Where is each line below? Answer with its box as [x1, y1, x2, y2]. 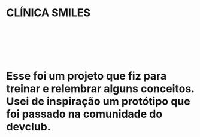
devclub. [6, 120, 51, 134]
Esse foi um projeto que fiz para [6, 69, 167, 83]
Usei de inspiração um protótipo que [6, 95, 190, 108]
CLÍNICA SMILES [6, 6, 91, 20]
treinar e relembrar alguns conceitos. [6, 82, 195, 96]
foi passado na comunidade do [6, 108, 163, 121]
